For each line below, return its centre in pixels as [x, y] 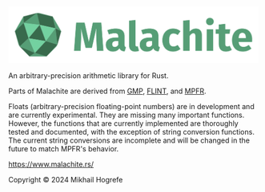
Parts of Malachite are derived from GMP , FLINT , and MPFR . [107, 91]
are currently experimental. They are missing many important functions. [126, 115]
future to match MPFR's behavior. [64, 148]
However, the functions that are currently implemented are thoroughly [123, 123]
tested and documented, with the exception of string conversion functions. [131, 131]
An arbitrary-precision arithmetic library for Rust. [88, 75]
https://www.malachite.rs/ [51, 164]
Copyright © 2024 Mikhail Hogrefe [66, 179]
